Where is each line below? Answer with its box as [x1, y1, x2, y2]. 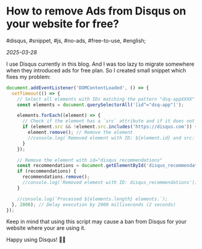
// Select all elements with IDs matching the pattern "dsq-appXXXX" [17, 96, 195, 102]
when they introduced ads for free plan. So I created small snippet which [6, 66, 186, 74]
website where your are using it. [6, 224, 86, 232]
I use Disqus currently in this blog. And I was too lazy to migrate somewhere [6, 60, 195, 68]
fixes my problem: [6, 73, 51, 80]
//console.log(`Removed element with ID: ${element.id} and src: [28, 134, 195, 141]
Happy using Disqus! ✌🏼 [6, 236, 66, 244]
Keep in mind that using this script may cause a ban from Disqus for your [6, 218, 187, 225]
